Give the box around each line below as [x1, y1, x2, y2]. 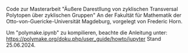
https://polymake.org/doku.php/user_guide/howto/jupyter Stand [6, 36, 162, 42]
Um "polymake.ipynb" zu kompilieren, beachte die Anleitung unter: [6, 29, 167, 36]
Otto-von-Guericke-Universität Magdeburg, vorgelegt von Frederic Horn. [6, 18, 183, 24]
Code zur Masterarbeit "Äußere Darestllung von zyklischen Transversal [6, 6, 178, 12]
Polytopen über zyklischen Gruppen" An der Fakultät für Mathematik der [6, 12, 182, 19]
